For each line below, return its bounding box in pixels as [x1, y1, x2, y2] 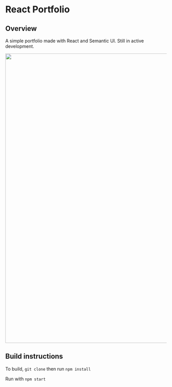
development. [5, 43, 34, 49]
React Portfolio [5, 4, 70, 15]
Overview [5, 24, 37, 33]
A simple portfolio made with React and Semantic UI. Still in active [5, 38, 144, 44]
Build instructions [5, 352, 63, 361]
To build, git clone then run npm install [5, 365, 91, 372]
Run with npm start [5, 376, 46, 382]
